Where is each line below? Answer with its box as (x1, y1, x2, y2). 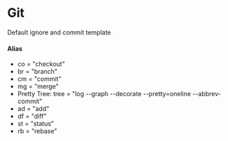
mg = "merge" (17, 82, 59, 90)
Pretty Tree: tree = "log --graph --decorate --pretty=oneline (17, 90, 192, 98)
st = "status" (17, 119, 55, 128)
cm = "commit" (17, 75, 62, 83)
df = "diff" (17, 112, 47, 121)
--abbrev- (192, 90, 221, 98)
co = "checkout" (17, 60, 65, 68)
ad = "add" (17, 105, 50, 113)
